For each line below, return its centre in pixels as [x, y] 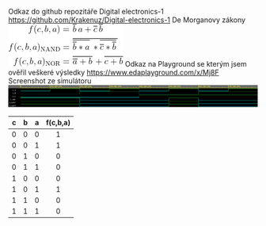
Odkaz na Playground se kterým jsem [186, 64]
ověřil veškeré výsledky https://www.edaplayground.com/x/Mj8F [114, 72]
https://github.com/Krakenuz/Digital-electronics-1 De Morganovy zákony [127, 20]
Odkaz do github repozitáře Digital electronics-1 [86, 11]
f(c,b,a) [59, 123]
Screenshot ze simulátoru [50, 81]
